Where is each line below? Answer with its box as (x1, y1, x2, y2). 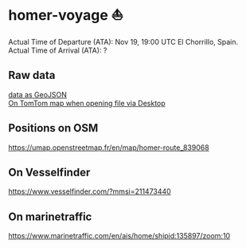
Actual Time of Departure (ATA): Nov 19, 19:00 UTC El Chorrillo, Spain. (8, 37, 239, 46)
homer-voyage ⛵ (8, 6, 123, 25)
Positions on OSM (8, 121, 99, 135)
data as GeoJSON (8, 89, 68, 99)
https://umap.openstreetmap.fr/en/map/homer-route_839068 (8, 143, 209, 152)
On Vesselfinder (8, 165, 91, 179)
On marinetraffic (8, 210, 92, 223)
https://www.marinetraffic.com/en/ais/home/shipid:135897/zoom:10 (8, 231, 231, 241)
